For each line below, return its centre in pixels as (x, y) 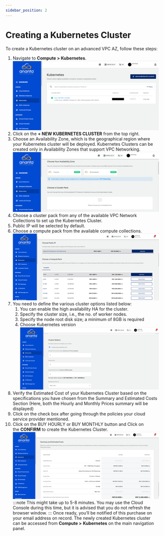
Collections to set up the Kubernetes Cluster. (57, 220)
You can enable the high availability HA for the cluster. (74, 309)
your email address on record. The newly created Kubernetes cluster (82, 518)
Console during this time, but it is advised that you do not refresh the (81, 508)
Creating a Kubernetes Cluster (68, 35)
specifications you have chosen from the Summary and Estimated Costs (85, 398)
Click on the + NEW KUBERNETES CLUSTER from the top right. (76, 134)
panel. (19, 528)
